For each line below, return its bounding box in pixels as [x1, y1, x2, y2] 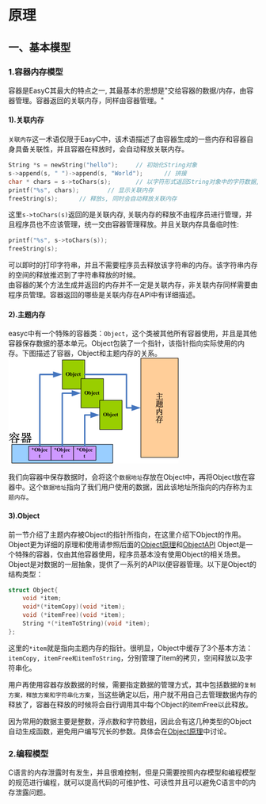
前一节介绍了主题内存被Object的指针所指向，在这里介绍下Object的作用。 [8, 530, 245, 539]
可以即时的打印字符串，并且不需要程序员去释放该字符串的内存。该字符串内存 [8, 260, 258, 270]
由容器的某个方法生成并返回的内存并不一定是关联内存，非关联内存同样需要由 [8, 280, 258, 289]
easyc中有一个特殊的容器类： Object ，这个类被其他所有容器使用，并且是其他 [8, 329, 257, 339]
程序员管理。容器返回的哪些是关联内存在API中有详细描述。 [8, 290, 200, 300]
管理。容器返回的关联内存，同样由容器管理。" [14, 95, 165, 105]
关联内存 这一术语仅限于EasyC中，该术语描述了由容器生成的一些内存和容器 [8, 135, 247, 144]
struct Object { [8, 586, 59, 594]
